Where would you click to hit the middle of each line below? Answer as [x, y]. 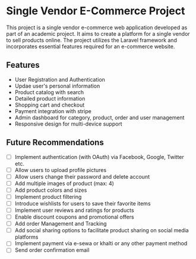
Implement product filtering [48, 196]
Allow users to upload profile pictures [61, 170]
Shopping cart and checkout [50, 105]
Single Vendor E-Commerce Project [96, 11]
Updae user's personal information [57, 86]
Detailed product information [50, 98]
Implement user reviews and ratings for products [75, 210]
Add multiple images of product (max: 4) [64, 183]
